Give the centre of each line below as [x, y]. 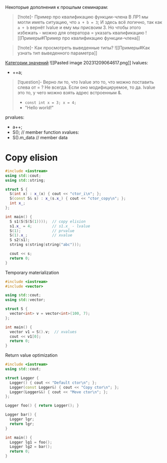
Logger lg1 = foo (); [31, 442]
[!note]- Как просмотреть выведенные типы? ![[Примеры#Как [84, 48]
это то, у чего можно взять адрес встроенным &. [70, 93]
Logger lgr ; [22, 419]
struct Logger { [22, 378]
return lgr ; [22, 424]
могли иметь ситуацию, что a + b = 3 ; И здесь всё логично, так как [90, 22]
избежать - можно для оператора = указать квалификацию [81, 33]
